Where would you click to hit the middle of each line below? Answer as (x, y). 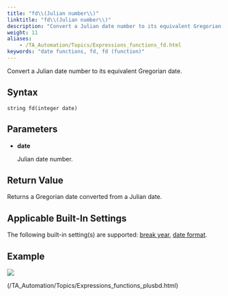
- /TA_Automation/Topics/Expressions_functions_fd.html (101, 45)
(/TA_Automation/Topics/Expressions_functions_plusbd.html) (93, 285)
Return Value (35, 180)
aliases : (19, 39)
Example (26, 256)
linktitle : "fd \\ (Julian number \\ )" (59, 20)
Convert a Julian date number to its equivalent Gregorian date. (95, 71)
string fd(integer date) (42, 108)
